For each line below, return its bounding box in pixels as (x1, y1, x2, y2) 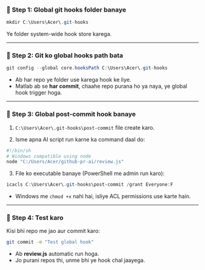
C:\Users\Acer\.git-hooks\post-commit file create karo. (15, 124, 155, 131)
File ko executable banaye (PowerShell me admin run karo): (15, 170, 165, 177)
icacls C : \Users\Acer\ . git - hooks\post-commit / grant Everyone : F (6, 182, 173, 188)
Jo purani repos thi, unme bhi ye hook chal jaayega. (15, 257, 145, 264)
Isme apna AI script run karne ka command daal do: (15, 135, 145, 143)
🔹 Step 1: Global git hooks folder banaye (6, 5, 126, 14)
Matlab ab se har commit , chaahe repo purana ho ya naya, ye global (15, 82, 187, 90)
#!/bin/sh (6, 147, 32, 154)
